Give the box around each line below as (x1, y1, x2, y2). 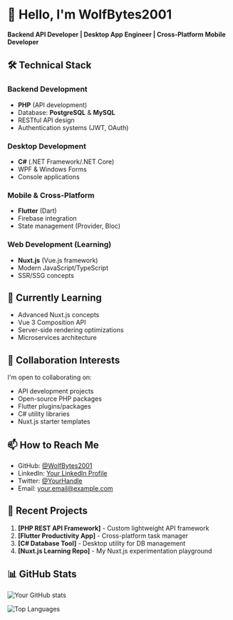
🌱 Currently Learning (7, 291, 102, 304)
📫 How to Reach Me (7, 439, 99, 451)
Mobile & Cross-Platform (7, 190, 95, 200)
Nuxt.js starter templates (17, 417, 90, 426)
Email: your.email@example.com (17, 484, 113, 492)
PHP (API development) (17, 100, 88, 109)
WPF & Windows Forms (17, 164, 87, 174)
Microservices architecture (17, 334, 98, 342)
